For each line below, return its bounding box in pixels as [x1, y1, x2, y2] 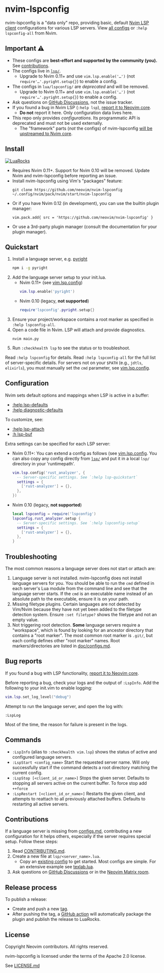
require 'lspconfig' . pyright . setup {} [19, 308, 95, 313]
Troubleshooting [5, 552, 57, 561]
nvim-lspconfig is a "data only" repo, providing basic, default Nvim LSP [5, 20, 149, 26]
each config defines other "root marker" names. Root [12, 638, 120, 643]
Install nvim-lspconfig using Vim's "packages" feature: [12, 178, 123, 184]
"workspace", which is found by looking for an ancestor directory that [12, 628, 153, 633]
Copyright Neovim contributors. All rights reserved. [5, 944, 109, 949]
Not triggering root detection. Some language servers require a [12, 622, 140, 628]
